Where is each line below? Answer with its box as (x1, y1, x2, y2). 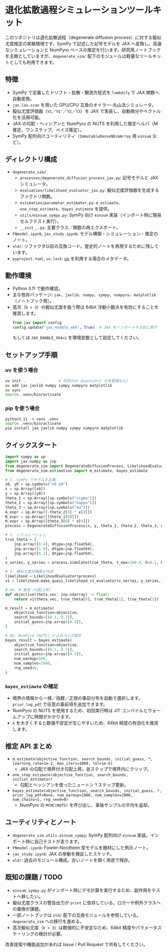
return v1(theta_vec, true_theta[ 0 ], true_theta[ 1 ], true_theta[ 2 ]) (14, 597, 159, 602)
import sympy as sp (5, 454, 46, 459)
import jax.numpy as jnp (5, 459, 57, 464)
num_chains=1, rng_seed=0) (12, 797, 69, 802)
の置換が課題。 (12, 906, 43, 912)
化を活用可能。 (12, 114, 43, 120)
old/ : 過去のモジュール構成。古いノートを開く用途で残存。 (12, 857, 133, 863)
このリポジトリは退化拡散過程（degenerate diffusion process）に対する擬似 (5, 34, 162, 40)
